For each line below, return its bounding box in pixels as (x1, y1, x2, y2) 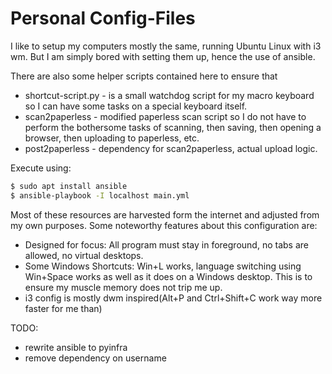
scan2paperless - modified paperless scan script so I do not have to (24, 110, 307, 122)
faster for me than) (24, 302, 103, 314)
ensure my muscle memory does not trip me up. (24, 281, 223, 293)
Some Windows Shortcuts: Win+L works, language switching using (24, 260, 302, 272)
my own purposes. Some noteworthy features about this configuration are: (10, 219, 318, 231)
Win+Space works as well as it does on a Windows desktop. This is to (24, 270, 313, 282)
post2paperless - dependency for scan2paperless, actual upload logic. (24, 142, 318, 154)
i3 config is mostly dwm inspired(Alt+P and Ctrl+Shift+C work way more (24, 292, 323, 304)
